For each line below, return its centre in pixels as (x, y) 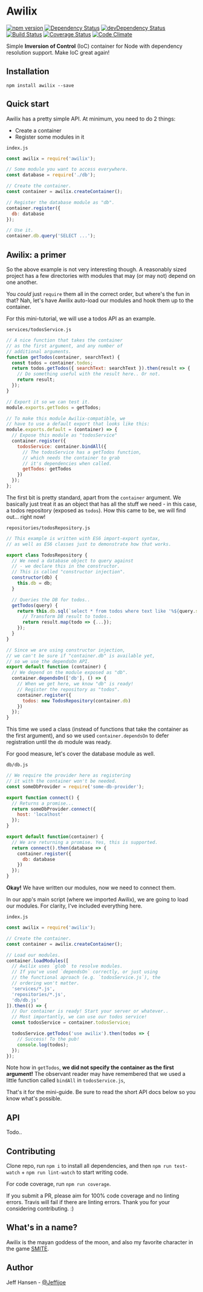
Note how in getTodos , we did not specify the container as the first (90, 1067)
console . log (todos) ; (43, 1045)
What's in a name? (42, 1228)
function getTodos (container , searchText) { (63, 357)
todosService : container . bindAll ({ (62, 446)
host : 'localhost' (40, 815)
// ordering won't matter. (46, 983)
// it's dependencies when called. (67, 463)
